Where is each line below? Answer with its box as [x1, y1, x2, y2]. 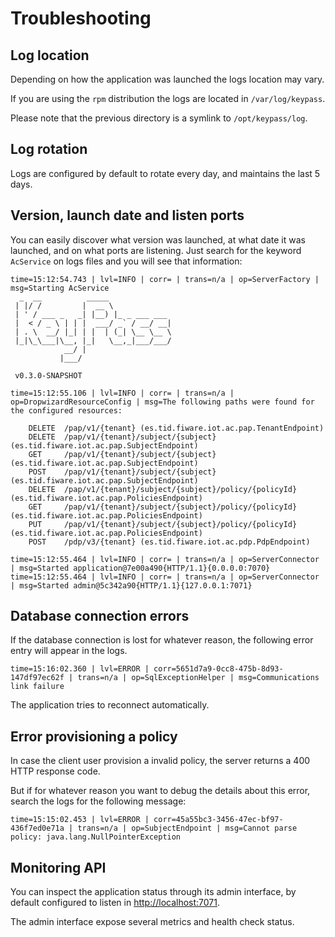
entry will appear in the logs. [10, 645, 128, 657]
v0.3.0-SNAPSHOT [14, 370, 83, 381]
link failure [10, 682, 65, 692]
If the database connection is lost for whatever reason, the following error [10, 634, 314, 646]
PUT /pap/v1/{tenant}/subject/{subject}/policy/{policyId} [28, 519, 298, 529]
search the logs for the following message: [10, 795, 187, 807]
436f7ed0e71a [10, 823, 65, 834]
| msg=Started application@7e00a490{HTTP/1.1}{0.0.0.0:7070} [10, 563, 271, 573]
